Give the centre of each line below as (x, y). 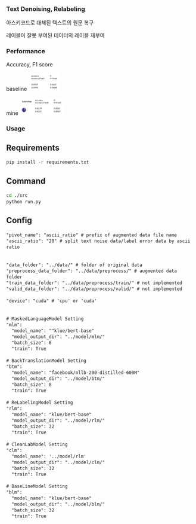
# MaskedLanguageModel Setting (45, 319)
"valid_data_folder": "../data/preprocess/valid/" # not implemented (94, 289)
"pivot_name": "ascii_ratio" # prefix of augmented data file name (92, 235)
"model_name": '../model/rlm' (49, 456)
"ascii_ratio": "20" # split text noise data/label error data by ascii (98, 241)
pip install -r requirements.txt (48, 162)
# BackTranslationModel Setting (46, 361)
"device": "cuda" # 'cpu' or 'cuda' (52, 301)
